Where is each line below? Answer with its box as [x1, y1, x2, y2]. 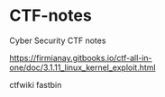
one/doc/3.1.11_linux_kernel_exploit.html [9, 62, 156, 73]
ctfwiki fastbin [9, 79, 62, 90]
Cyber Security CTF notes [9, 35, 106, 46]
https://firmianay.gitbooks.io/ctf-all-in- [9, 52, 152, 63]
